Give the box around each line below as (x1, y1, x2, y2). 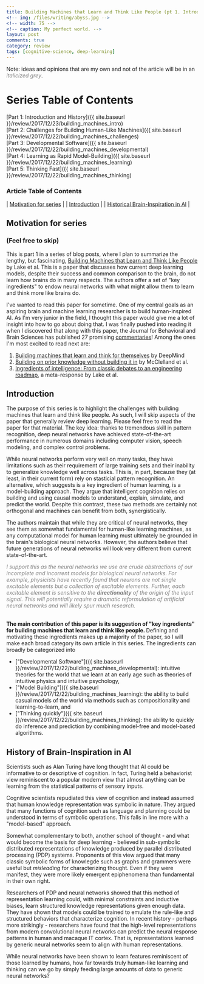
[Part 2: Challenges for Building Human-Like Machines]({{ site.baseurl (6, 126, 182, 133)
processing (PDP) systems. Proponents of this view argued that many (6, 851, 180, 859)
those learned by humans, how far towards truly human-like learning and (6, 959, 189, 966)
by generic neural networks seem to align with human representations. (6, 941, 183, 948)
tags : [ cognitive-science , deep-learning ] (6, 49, 115, 55)
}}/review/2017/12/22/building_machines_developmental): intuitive (15, 665, 181, 672)
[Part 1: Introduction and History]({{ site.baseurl (6, 113, 125, 121)
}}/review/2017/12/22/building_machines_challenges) (6, 132, 139, 140)
